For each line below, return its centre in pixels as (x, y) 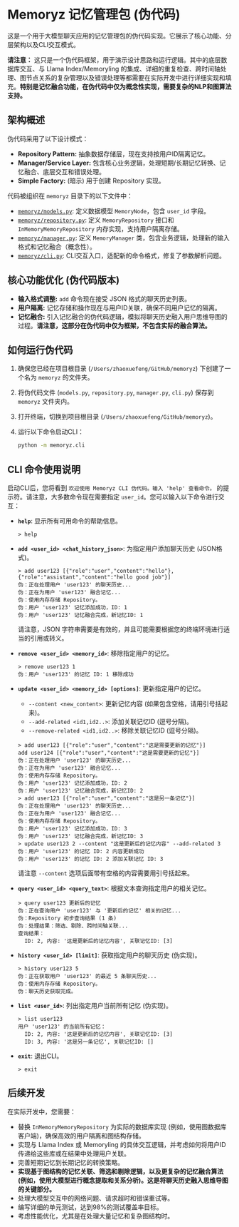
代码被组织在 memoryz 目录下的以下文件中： (70, 195)
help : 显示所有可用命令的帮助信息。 (70, 521)
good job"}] (153, 577)
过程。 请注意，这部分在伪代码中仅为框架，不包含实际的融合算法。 (114, 325)
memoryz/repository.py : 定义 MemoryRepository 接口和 (96, 220)
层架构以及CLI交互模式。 (43, 44)
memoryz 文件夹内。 (45, 402)
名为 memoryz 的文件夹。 (59, 377)
